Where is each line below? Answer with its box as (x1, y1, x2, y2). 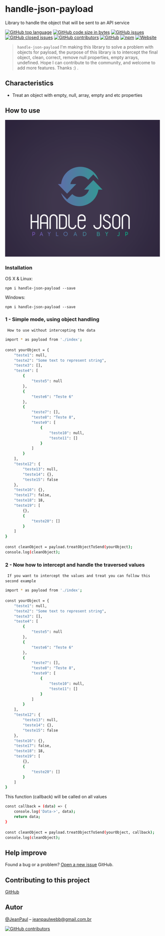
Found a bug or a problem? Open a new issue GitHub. (5, 862, 114, 868)
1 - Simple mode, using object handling (5, 316, 100, 322)
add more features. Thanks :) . (17, 65, 79, 71)
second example (5, 579, 36, 584)
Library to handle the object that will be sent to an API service (5, 20, 130, 26)
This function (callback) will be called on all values (5, 794, 107, 800)
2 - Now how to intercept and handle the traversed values (5, 561, 145, 568)
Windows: (5, 294, 26, 300)
